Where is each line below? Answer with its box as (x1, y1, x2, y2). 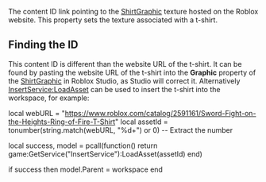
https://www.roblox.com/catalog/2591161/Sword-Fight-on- (64, 108, 256, 118)
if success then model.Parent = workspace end (8, 165, 163, 174)
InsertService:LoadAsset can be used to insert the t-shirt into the (8, 84, 221, 94)
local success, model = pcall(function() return (8, 141, 158, 150)
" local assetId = (114, 117, 168, 126)
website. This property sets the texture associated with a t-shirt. (8, 15, 218, 25)
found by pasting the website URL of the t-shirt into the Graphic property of (8, 68, 256, 77)
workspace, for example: (8, 93, 90, 103)
